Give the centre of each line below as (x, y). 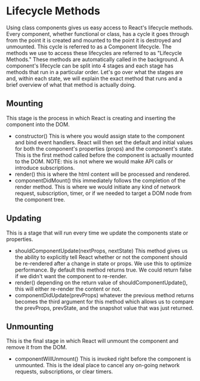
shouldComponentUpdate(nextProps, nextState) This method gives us (101, 251)
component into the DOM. (38, 124)
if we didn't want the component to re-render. (71, 276)
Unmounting (30, 326)
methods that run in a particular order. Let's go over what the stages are (95, 72)
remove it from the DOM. (37, 348)
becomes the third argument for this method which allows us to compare (104, 301)
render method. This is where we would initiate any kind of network (98, 187)
